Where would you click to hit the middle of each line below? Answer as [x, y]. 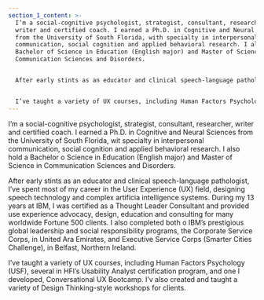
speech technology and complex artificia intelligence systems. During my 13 [131, 197]
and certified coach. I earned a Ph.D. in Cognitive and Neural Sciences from [131, 132]
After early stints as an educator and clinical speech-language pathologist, [129, 181]
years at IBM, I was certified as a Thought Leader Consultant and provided [129, 206]
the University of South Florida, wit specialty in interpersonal [106, 140]
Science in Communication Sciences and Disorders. [92, 165]
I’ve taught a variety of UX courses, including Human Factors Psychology [126, 262]
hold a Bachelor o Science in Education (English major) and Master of [121, 157]
